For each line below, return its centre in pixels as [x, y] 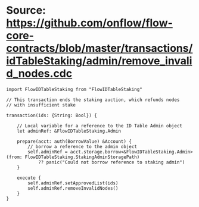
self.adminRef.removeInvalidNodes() [73, 188]
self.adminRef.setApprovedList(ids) [73, 183]
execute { [29, 178]
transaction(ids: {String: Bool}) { [52, 115]
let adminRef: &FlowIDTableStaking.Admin [69, 131]
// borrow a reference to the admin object [82, 146]
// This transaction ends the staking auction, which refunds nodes [93, 100]
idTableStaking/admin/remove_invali [99, 61]
